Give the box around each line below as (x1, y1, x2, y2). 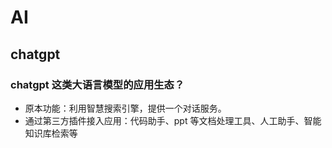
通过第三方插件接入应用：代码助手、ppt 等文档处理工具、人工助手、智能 (24, 114, 322, 126)
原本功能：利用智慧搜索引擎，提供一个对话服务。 (24, 102, 227, 114)
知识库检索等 (24, 127, 78, 139)
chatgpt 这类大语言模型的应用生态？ (10, 77, 185, 91)
